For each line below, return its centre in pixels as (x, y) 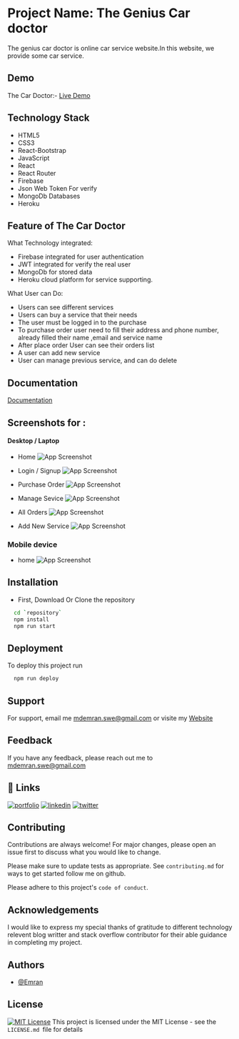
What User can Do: (35, 294)
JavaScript (34, 158)
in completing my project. (45, 943)
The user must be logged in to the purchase (82, 322)
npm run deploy (36, 679)
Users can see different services (66, 307)
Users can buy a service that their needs (77, 315)
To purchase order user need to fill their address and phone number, (118, 330)
